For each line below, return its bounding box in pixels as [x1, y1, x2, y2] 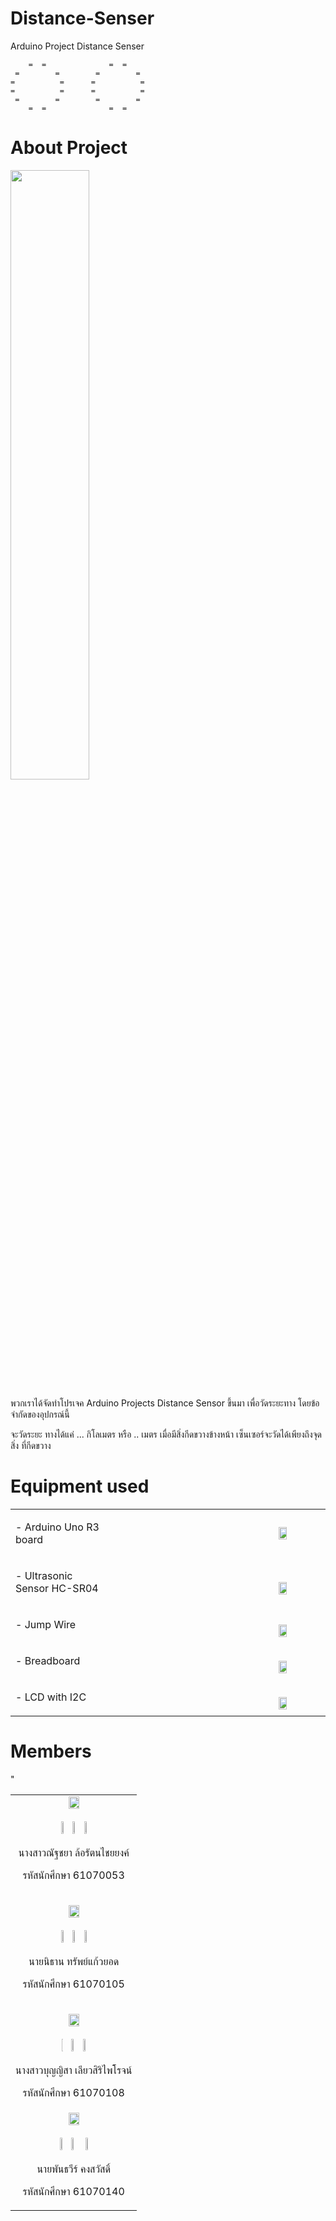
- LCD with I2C [15, 1690, 87, 1704]
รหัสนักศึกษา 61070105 [22, 1977, 125, 1991]
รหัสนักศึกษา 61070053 [22, 1868, 125, 1882]
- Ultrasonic [15, 1568, 73, 1582]
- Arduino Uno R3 [15, 1520, 100, 1534]
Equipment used [10, 1475, 150, 1498]
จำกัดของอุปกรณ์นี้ [10, 1408, 70, 1420]
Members [10, 1740, 92, 1762]
